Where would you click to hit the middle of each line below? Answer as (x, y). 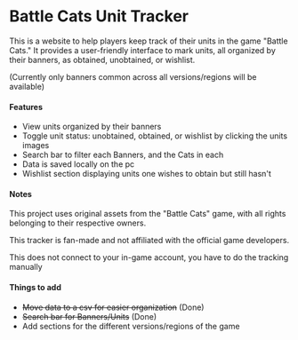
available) (27, 86)
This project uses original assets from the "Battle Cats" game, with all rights (148, 214)
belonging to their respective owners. (78, 223)
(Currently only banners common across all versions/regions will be (133, 76)
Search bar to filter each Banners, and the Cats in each (123, 155)
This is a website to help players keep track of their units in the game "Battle (149, 41)
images (36, 146)
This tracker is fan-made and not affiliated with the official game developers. (149, 241)
